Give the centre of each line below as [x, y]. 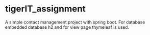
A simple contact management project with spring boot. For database [75, 22]
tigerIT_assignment [45, 9]
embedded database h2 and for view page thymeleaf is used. [67, 27]
